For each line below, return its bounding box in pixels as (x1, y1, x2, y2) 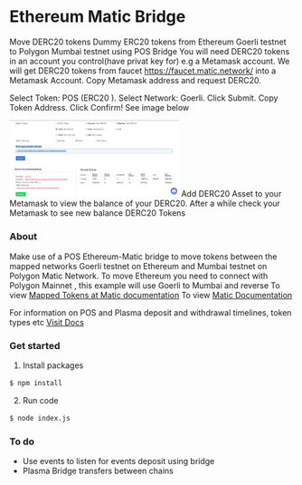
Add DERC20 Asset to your (180, 189, 282, 199)
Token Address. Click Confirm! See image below (9, 102, 190, 112)
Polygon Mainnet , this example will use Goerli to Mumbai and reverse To (9, 279, 280, 291)
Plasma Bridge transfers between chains (22, 465, 175, 476)
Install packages (22, 360, 84, 371)
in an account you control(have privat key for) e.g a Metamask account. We (9, 55, 290, 66)
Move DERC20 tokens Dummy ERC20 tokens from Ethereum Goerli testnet (9, 36, 287, 47)
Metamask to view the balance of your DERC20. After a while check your (9, 198, 280, 209)
